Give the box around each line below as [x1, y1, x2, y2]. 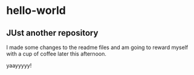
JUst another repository [6, 28, 99, 38]
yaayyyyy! [6, 62, 32, 69]
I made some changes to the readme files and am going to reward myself [6, 44, 189, 51]
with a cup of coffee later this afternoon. [6, 50, 107, 57]
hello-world [6, 4, 66, 18]
